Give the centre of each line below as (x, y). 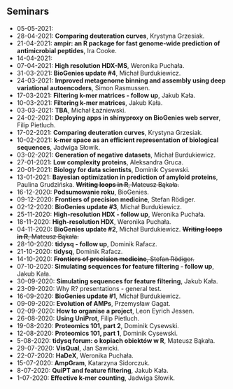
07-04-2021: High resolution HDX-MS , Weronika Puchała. (100, 65)
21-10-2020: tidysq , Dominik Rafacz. (70, 251)
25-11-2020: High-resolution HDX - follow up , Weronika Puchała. (111, 214)
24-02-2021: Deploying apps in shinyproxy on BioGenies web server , (119, 118)
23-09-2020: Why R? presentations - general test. (89, 288)
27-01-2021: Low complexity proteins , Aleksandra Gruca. (100, 162)
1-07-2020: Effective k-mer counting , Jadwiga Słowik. (96, 378)
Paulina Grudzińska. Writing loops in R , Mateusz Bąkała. (98, 184)
